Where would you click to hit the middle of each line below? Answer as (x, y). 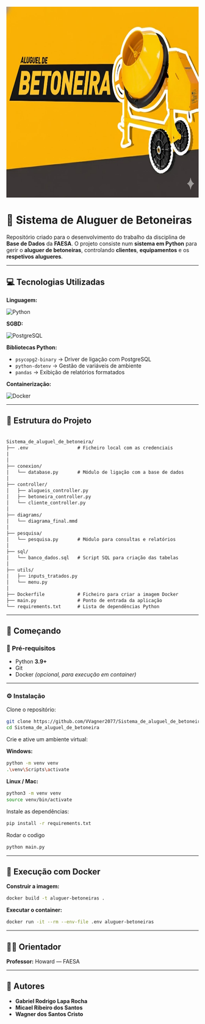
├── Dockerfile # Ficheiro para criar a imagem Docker (92, 594)
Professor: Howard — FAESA (43, 961)
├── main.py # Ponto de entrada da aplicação (85, 600)
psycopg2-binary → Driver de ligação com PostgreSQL (83, 359)
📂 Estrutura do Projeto (49, 421)
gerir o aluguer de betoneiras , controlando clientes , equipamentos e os (98, 250)
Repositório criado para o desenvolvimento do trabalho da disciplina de (96, 237)
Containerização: (29, 384)
